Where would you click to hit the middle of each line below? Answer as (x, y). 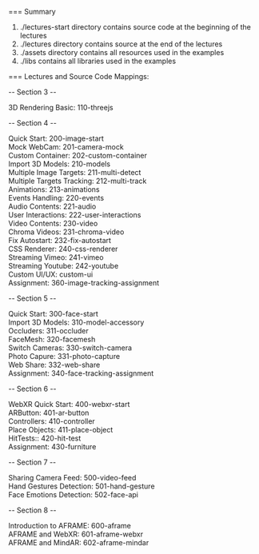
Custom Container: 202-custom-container (78, 155)
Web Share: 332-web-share (54, 365)
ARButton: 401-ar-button (49, 413)
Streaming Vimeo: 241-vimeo (56, 257)
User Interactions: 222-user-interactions (75, 215)
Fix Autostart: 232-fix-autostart (60, 240)
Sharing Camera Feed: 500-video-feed (72, 478)
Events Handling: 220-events (56, 198)
